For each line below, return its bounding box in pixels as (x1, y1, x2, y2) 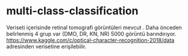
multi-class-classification (6, 4, 139, 18)
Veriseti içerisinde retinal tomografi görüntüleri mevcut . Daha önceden (6, 24, 183, 31)
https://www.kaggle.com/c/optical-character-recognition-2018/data (6, 36, 175, 43)
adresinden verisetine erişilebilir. (6, 43, 87, 50)
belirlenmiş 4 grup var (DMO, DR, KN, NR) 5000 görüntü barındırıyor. (6, 30, 177, 37)
